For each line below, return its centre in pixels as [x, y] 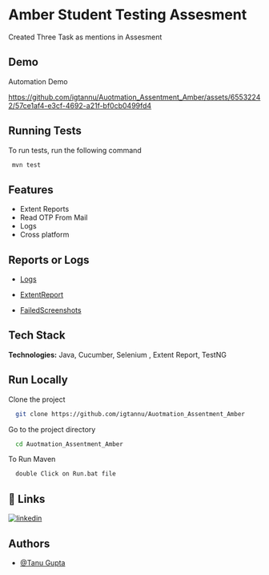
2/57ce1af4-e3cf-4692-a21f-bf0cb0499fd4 [80, 105]
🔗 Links [27, 499]
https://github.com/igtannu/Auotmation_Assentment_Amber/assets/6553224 [134, 97]
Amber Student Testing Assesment [128, 15]
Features [31, 190]
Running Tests [45, 131]
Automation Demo [38, 81]
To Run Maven [32, 460]
